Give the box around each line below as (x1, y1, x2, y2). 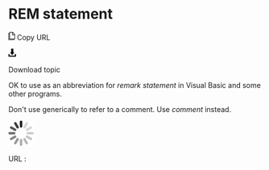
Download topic (8, 64, 61, 74)
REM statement (8, 5, 114, 23)
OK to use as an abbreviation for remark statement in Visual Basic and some (8, 80, 262, 89)
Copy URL (16, 32, 51, 42)
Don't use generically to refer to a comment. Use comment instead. (8, 104, 232, 114)
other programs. (8, 89, 63, 98)
